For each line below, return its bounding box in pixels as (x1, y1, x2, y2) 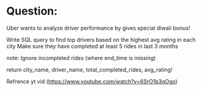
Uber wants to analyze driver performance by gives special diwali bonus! (6, 24, 190, 32)
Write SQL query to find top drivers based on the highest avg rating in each (6, 36, 196, 43)
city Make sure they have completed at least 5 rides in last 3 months (6, 42, 179, 50)
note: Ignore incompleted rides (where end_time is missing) (6, 54, 156, 61)
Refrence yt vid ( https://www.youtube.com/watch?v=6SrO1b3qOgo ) (6, 78, 178, 85)
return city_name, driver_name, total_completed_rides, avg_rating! (6, 66, 173, 73)
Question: (6, 4, 58, 18)
